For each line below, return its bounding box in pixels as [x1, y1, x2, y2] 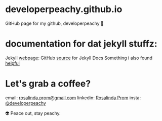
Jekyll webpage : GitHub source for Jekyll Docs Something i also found [5, 55, 153, 61]
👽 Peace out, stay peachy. [5, 110, 61, 116]
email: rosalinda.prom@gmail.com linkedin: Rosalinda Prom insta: [5, 95, 141, 101]
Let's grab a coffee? [5, 78, 91, 90]
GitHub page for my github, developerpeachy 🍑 [5, 20, 104, 26]
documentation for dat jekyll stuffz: [5, 38, 157, 50]
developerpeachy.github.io [5, 4, 123, 15]
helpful [5, 60, 20, 66]
